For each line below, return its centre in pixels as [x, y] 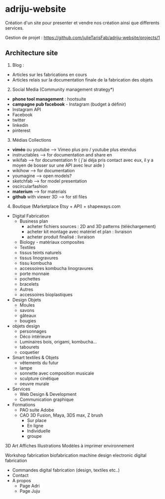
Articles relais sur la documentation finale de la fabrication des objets [82, 79]
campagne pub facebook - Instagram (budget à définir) [69, 104]
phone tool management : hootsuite [49, 99]
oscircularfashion [30, 186]
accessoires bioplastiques [46, 294]
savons [27, 310]
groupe [34, 436]
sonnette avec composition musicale [57, 373]
